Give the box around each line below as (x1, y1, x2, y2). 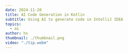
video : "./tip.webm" (5, 40, 49, 45)
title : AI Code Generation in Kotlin (5, 12, 85, 17)
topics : (5, 21, 22, 27)
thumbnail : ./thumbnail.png (5, 36, 65, 41)
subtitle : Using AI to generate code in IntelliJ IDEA (5, 17, 123, 22)
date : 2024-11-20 (5, 7, 42, 13)
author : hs (5, 31, 28, 36)
